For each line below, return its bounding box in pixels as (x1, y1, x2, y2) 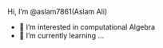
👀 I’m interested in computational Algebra (18, 22, 156, 31)
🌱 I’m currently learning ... (18, 31, 105, 40)
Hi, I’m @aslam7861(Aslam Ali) (7, 7, 108, 16)
